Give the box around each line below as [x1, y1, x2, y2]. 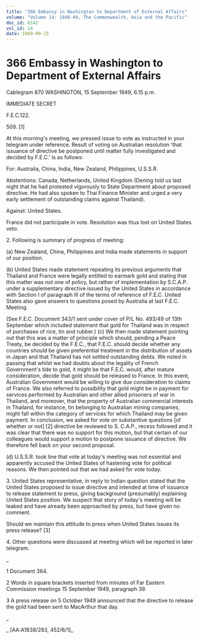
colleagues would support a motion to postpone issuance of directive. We [6, 435, 187, 443]
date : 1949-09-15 [6, 31, 49, 37]
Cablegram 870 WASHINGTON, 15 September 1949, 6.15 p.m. [6, 89, 156, 96]
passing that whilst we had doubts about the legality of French [6, 360, 159, 367]
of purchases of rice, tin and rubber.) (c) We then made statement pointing [6, 328, 189, 335]
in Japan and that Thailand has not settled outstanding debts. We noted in [6, 353, 187, 360]
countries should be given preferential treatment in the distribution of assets [6, 347, 192, 354]
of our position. [6, 254, 43, 262]
